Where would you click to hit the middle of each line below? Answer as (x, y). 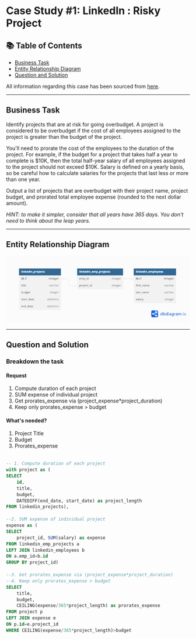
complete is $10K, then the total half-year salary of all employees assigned (96, 160)
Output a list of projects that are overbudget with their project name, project (97, 190)
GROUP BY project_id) (32, 563)
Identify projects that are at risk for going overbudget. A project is (85, 124)
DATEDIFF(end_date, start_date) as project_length (79, 501)
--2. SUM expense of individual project (56, 520)
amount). (17, 203)
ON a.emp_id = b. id (27, 556)
